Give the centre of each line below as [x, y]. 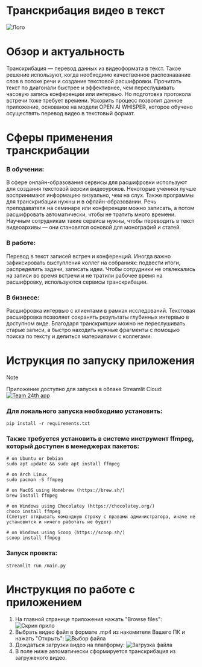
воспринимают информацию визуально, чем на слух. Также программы [100, 195]
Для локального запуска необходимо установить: [84, 411]
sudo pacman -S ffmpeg [35, 480]
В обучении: [25, 169]
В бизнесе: [23, 298]
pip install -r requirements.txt [48, 424]
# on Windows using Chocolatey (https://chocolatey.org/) [80, 506]
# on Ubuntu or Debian [35, 459]
